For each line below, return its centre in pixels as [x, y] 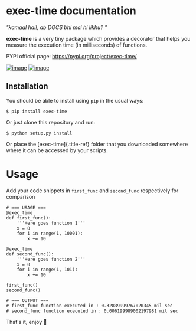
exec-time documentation [71, 11]
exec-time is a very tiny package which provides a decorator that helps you [98, 38]
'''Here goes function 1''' [51, 223]
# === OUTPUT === [27, 300]
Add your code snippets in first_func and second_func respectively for [92, 191]
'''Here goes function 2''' [51, 259]
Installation [27, 86]
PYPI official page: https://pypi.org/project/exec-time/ [71, 56]
